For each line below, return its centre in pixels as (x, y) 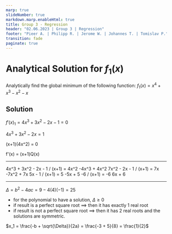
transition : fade (24, 39)
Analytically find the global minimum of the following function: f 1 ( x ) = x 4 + (83, 86)
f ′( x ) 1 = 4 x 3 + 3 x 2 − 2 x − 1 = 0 (37, 122)
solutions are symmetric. (39, 216)
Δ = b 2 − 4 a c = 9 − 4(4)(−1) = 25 (41, 189)
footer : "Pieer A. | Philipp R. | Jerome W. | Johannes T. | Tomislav (82, 34)
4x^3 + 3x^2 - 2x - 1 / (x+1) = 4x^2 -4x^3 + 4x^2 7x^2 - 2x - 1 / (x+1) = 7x (82, 169)
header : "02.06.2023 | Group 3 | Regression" (55, 29)
